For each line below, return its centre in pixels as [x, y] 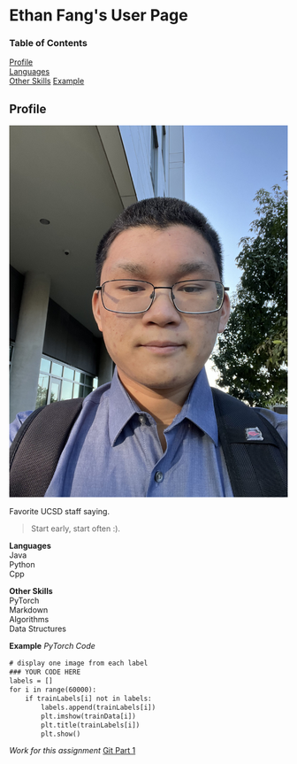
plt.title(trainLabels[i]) [91, 725]
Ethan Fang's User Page [99, 15]
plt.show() [61, 734]
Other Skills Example [47, 81]
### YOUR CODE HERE [45, 672]
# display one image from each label [79, 664]
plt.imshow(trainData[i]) [89, 717]
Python [22, 565]
